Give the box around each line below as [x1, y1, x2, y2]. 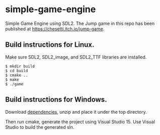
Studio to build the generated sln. [5, 124, 75, 130]
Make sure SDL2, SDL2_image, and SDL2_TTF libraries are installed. [5, 54, 147, 60]
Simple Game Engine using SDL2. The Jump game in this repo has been [5, 20, 155, 26]
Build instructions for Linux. [5, 41, 95, 49]
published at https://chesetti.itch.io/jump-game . [5, 25, 104, 31]
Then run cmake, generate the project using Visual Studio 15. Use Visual [5, 118, 155, 125]
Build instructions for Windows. [5, 95, 108, 104]
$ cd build [5, 68, 28, 73]
